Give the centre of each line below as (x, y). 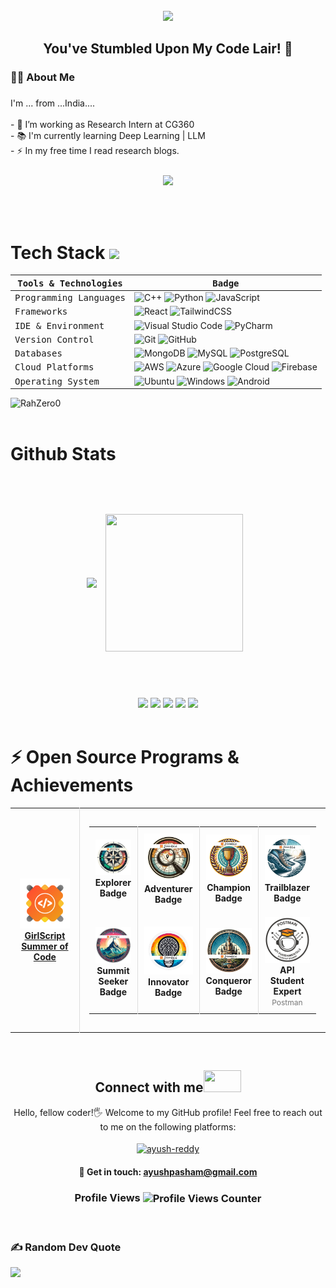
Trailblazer (287, 887)
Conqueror (228, 981)
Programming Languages (70, 298)
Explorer (113, 883)
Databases (38, 353)
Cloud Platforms (54, 367)
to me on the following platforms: (168, 1126)
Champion (229, 888)
